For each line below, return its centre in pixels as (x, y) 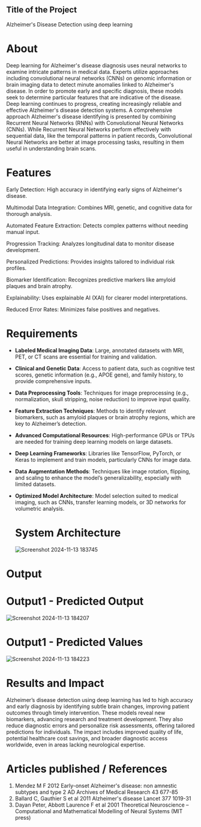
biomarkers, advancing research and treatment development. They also (94, 719)
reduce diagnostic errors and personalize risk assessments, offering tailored (100, 725)
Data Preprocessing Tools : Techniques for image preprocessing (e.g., (102, 393)
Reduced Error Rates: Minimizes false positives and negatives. (83, 309)
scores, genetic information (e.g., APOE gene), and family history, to (99, 375)
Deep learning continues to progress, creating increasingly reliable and (94, 103)
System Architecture (68, 533)
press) (23, 817)
